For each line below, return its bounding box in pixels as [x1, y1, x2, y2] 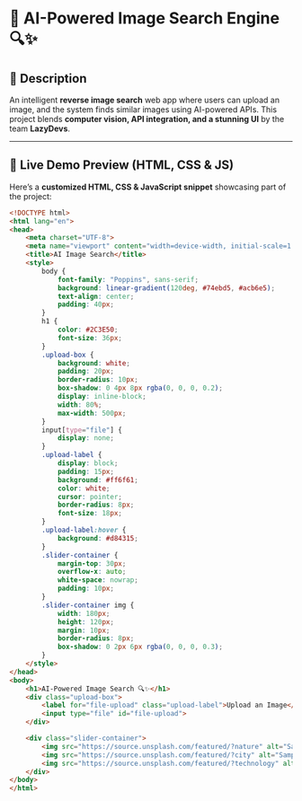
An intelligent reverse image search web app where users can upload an [9, 94, 280, 105]
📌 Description [9, 71, 87, 86]
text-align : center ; [57, 292, 135, 301]
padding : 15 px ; [57, 467, 115, 476]
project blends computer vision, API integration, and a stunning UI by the [9, 114, 285, 124]
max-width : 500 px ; [57, 409, 127, 418]
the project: [9, 190, 52, 201]
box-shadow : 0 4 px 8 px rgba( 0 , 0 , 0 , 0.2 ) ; [57, 383, 223, 393]
